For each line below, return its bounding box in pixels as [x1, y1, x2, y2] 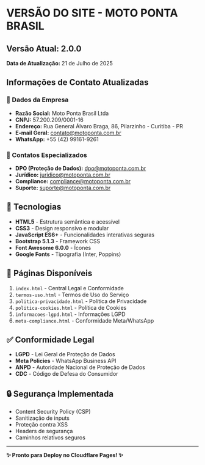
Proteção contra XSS [15, 421, 68, 428]
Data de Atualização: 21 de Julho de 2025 [6, 60, 113, 67]
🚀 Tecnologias [6, 202, 62, 212]
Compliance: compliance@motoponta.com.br [15, 177, 131, 185]
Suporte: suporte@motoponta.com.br [15, 184, 111, 191]
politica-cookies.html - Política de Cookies [15, 304, 127, 311]
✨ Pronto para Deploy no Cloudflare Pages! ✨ [6, 452, 123, 459]
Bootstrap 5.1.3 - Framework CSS [15, 237, 101, 244]
